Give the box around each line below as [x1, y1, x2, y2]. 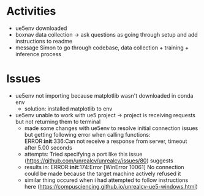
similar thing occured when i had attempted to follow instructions [24, 176, 189, 184]
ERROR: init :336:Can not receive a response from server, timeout [24, 137, 187, 145]
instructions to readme [15, 37, 72, 45]
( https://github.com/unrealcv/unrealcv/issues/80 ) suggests [24, 157, 173, 164]
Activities [6, 4, 56, 18]
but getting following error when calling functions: [24, 131, 151, 138]
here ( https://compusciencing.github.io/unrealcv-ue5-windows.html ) [24, 183, 198, 190]
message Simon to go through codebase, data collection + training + [15, 44, 189, 51]
